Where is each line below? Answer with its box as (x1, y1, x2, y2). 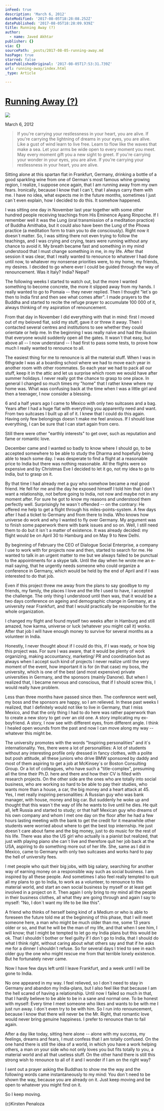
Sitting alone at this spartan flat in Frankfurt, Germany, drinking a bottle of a (5, 171, 157, 177)
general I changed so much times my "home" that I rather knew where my (5, 380, 154, 386)
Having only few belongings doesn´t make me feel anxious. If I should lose (5, 416, 155, 421)
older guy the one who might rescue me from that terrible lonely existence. (5, 950, 156, 956)
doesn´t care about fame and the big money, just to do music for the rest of (5, 828, 156, 834)
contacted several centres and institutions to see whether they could (5, 324, 143, 330)
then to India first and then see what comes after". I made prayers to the (5, 294, 150, 300)
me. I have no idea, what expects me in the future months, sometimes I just (5, 192, 156, 198)
